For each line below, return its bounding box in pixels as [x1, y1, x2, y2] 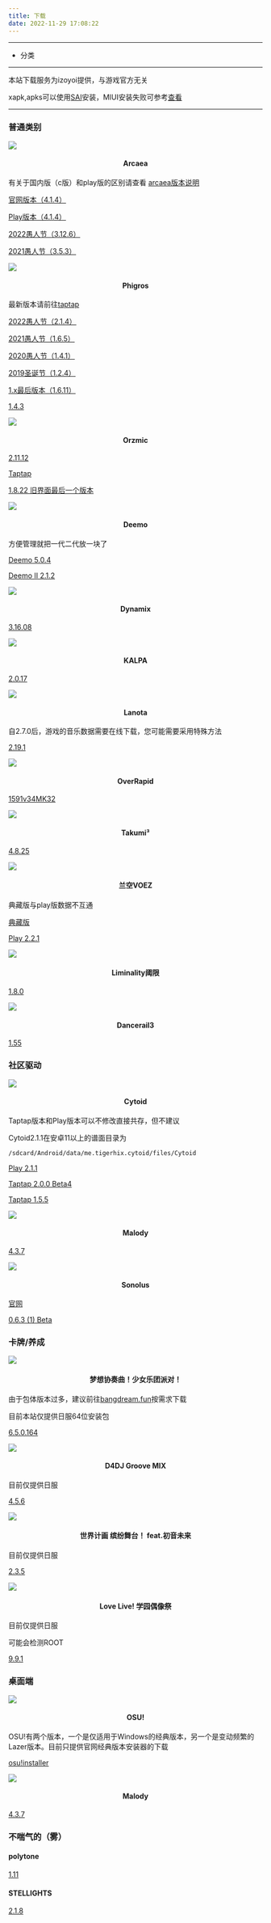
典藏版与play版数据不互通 [8, 900, 94, 909]
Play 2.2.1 [8, 933, 40, 943]
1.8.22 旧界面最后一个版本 [8, 486, 94, 496]
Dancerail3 [116, 1020, 155, 1030]
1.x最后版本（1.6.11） [8, 386, 77, 395]
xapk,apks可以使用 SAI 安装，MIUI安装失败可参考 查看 [8, 92, 183, 102]
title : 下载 [8, 11, 46, 20]
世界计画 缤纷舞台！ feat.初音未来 [79, 1531, 192, 1541]
